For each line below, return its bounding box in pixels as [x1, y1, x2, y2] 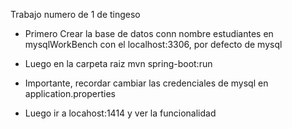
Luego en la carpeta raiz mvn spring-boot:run [24, 58, 213, 69]
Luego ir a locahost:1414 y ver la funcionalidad [24, 107, 217, 119]
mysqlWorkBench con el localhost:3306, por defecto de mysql [24, 39, 283, 50]
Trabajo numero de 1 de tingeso [10, 9, 141, 20]
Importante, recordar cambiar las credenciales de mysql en [24, 77, 269, 89]
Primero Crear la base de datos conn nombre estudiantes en [24, 28, 274, 39]
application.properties [24, 88, 117, 99]
